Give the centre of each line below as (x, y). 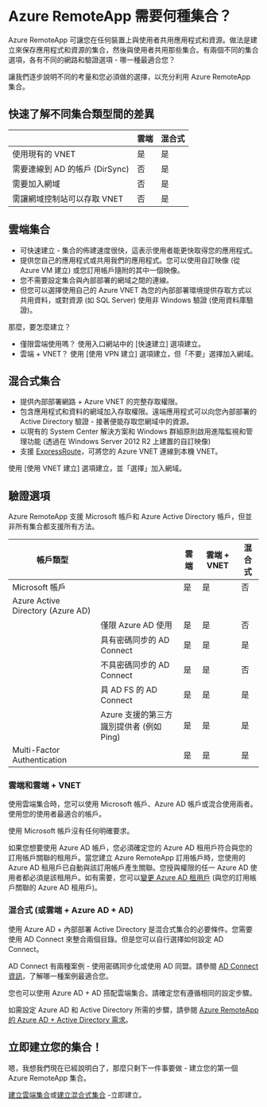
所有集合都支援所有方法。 (57, 527)
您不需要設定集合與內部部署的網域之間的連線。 (96, 280)
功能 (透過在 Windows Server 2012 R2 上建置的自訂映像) (119, 442)
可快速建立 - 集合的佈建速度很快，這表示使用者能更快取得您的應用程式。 (138, 250)
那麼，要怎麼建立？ (40, 326)
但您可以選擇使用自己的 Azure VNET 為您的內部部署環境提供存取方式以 (136, 290)
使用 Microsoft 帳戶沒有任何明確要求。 (71, 831)
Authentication (40, 760)
